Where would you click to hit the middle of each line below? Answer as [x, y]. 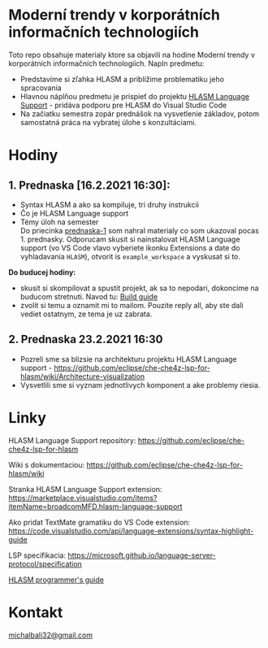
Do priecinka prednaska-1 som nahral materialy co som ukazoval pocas [140, 230]
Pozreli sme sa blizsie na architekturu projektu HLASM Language [128, 359]
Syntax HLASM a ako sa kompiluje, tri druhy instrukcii [109, 204]
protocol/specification [45, 563]
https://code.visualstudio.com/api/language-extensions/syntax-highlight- [131, 531]
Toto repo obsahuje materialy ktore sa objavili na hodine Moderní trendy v [132, 54]
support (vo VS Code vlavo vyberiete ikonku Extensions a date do [130, 248]
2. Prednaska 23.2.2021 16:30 [86, 339]
